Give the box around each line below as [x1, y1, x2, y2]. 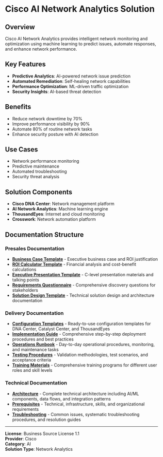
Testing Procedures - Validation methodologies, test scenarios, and [12, 352, 148, 358]
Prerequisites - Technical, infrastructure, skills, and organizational [12, 401, 145, 407]
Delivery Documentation [5, 309, 64, 316]
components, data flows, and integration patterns [12, 396, 111, 401]
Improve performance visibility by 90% [12, 121, 90, 127]
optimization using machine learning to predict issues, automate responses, [5, 41, 156, 47]
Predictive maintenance [12, 163, 60, 169]
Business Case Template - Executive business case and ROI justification [12, 256, 158, 262]
